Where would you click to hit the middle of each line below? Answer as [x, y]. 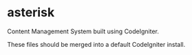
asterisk [31, 13]
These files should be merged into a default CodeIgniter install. [96, 44]
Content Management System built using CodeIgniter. [83, 31]
